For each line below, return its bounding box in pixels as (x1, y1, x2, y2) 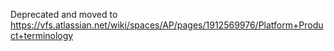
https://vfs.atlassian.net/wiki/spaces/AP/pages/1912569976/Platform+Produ (10, 19, 324, 31)
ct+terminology (10, 30, 74, 41)
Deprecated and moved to (10, 9, 118, 20)
